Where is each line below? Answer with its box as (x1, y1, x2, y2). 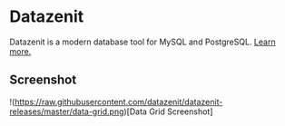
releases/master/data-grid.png (9, 106, 124, 117)
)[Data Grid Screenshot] (123, 106, 213, 117)
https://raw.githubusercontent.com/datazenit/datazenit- (15, 96, 223, 107)
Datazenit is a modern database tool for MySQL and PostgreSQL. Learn (9, 36, 276, 47)
